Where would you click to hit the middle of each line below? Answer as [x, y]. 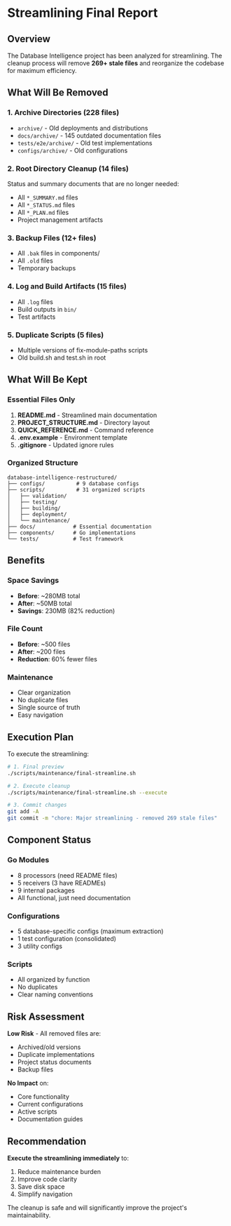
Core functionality [43, 1097]
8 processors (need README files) [67, 875]
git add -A [23, 812]
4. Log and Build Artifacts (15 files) [67, 286]
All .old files [35, 261]
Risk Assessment [46, 1016]
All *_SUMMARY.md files [48, 197]
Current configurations [50, 1105]
